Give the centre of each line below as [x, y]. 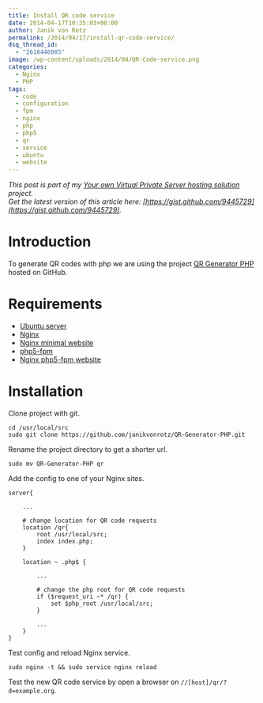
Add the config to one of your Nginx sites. [76, 478]
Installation [46, 391]
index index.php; [65, 541]
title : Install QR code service [61, 15]
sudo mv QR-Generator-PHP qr [56, 464]
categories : [28, 67]
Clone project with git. [44, 413]
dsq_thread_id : [33, 45]
